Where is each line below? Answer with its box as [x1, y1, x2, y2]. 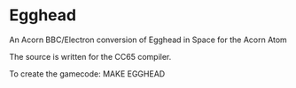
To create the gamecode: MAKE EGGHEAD [9, 68, 166, 79]
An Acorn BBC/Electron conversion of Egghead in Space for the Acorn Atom [9, 34, 288, 45]
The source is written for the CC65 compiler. [9, 51, 172, 62]
